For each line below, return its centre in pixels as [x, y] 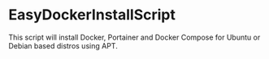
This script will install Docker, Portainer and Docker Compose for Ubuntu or [134, 37]
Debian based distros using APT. [63, 45]
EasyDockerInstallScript [92, 15]
